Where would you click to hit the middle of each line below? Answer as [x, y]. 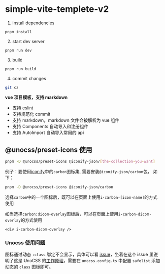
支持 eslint [23, 108]
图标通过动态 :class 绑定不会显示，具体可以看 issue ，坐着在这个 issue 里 [79, 254]
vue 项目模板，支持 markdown [36, 97]
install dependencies [33, 23]
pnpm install [18, 32]
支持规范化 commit [31, 114]
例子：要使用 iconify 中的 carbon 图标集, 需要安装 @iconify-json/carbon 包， [79, 172]
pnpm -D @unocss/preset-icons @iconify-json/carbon [59, 187]
